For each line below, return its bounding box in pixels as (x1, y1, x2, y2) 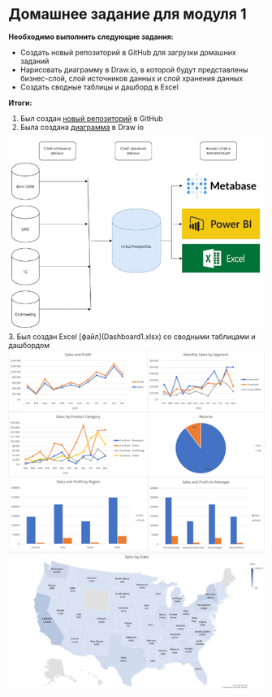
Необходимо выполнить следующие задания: (8, 32, 174, 41)
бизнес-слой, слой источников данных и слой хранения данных (19, 73, 244, 83)
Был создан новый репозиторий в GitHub (19, 113, 163, 123)
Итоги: (8, 98, 32, 107)
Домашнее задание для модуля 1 (8, 5, 247, 24)
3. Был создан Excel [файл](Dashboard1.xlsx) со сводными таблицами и (8, 332, 256, 342)
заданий (19, 56, 50, 66)
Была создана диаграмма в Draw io (19, 122, 145, 132)
